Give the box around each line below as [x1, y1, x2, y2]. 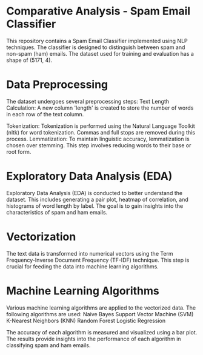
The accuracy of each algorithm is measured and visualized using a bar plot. [6, 328, 198, 336]
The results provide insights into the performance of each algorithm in [6, 335, 181, 342]
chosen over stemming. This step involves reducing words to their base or [6, 141, 191, 149]
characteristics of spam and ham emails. [6, 208, 108, 216]
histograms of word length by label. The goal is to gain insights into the [6, 202, 184, 210]
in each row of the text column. [6, 110, 84, 118]
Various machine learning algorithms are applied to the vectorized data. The [6, 304, 196, 311]
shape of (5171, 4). [6, 56, 53, 64]
